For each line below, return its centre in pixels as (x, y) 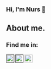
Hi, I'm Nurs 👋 (26, 9)
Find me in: (22, 45)
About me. (26, 28)
